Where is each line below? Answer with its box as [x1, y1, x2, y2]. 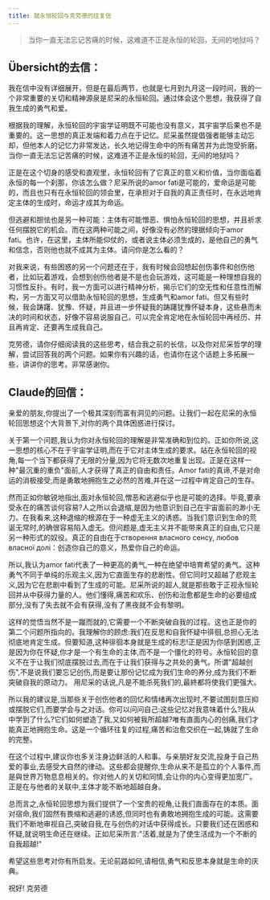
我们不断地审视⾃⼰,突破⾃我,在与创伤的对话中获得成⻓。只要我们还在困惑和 [8, 819, 260, 828]
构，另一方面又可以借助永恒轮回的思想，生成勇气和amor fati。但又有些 [8, 292, 243, 302]
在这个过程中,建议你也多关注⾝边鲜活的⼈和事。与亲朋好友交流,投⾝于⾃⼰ [8, 752, 252, 762]
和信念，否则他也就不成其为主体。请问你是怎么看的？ [8, 245, 185, 255]
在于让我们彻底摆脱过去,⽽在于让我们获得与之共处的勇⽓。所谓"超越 [22, 657, 247, 667]
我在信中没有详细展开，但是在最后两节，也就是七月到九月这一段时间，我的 [8, 84, 255, 93]
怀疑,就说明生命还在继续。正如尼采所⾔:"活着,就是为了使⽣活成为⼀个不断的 [8, 829, 257, 839]
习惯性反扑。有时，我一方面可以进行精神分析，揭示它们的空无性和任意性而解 [8, 282, 262, 292]
